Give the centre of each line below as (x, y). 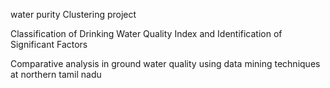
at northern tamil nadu (56, 74)
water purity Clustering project (73, 14)
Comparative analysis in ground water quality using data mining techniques (165, 63)
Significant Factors (49, 44)
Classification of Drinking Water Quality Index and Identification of (146, 33)
